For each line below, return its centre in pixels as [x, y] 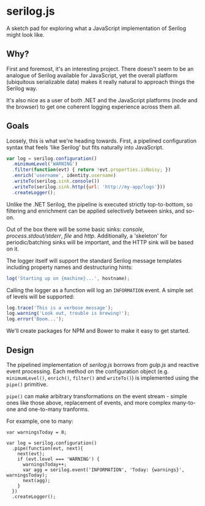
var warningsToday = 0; [37, 432]
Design [20, 350]
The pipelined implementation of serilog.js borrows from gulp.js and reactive [102, 365]
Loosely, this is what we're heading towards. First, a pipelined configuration [102, 141]
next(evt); [31, 454]
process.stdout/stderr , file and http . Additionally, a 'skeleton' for [87, 236]
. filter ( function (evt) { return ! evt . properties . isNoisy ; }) [91, 170]
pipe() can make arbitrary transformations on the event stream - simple [97, 396]
